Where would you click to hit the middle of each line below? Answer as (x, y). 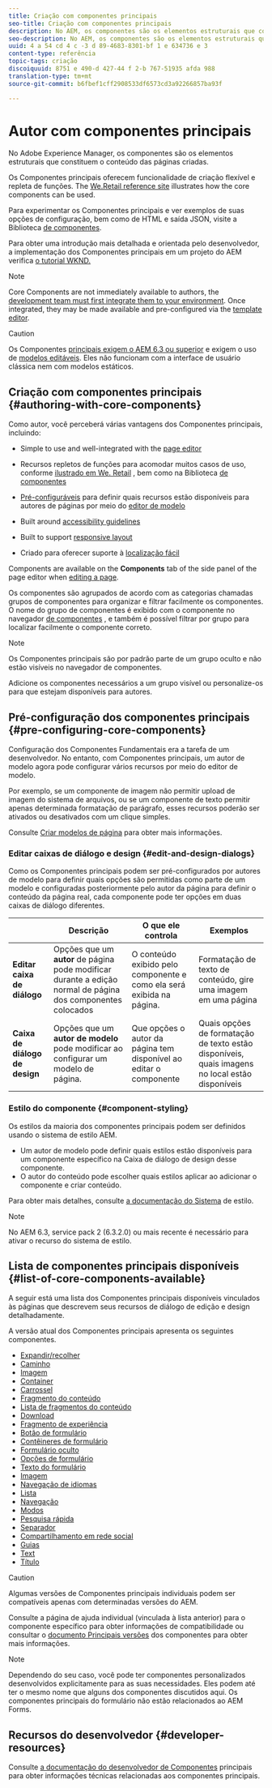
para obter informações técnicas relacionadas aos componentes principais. (134, 1776)
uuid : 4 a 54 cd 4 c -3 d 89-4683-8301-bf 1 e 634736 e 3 (108, 46)
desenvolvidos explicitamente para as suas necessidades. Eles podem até (132, 1683)
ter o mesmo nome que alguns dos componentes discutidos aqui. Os (123, 1692)
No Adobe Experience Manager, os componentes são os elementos (121, 153)
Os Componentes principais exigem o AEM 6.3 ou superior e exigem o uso (132, 349)
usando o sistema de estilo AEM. (63, 1135)
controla (161, 935)
